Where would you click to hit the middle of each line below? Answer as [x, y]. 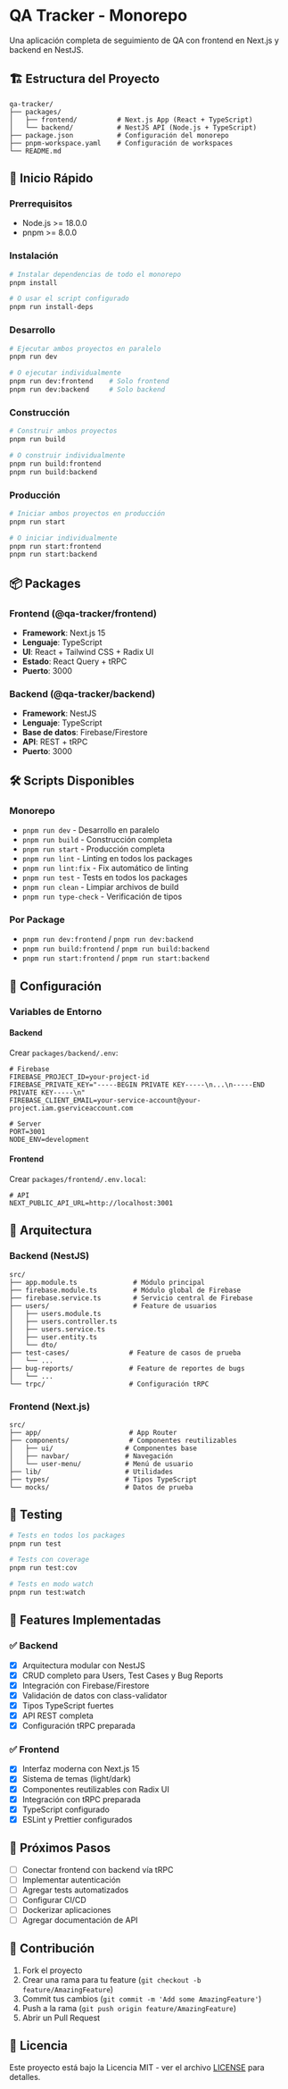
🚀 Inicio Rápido [51, 178]
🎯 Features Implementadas [85, 1620]
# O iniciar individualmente [63, 538]
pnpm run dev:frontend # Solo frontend [89, 382]
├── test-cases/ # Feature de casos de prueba [125, 1353]
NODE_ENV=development [49, 1139]
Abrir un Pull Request [61, 2018]
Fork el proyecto [52, 1970]
